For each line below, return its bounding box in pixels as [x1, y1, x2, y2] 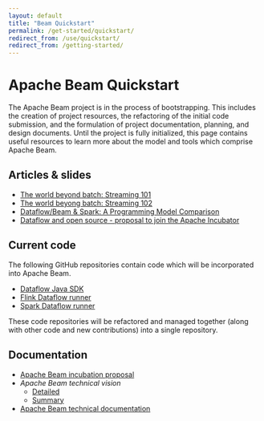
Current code [8, 238, 76, 253]
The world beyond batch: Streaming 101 [19, 189, 152, 199]
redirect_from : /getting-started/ [8, 42, 124, 50]
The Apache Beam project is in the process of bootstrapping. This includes [8, 103, 257, 112]
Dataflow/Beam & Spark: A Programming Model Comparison [19, 206, 220, 217]
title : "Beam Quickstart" [8, 19, 95, 27]
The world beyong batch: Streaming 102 [19, 198, 152, 208]
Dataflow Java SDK [19, 284, 84, 293]
